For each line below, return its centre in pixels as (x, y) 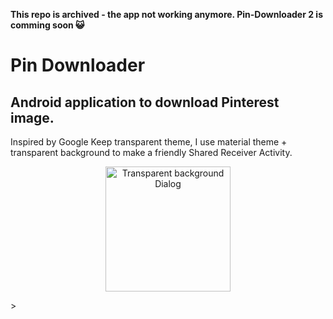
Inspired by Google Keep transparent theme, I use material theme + (149, 142)
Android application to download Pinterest (145, 102)
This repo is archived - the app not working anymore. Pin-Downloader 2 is (166, 14)
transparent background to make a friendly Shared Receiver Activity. (151, 152)
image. (32, 117)
